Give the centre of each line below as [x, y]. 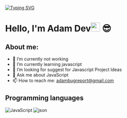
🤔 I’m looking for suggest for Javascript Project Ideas [67, 69]
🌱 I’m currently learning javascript [47, 64]
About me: [22, 47]
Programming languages [44, 98]
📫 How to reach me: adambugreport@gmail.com [63, 80]
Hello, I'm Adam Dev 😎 [58, 29]
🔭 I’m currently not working [40, 59]
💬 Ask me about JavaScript [40, 75]
